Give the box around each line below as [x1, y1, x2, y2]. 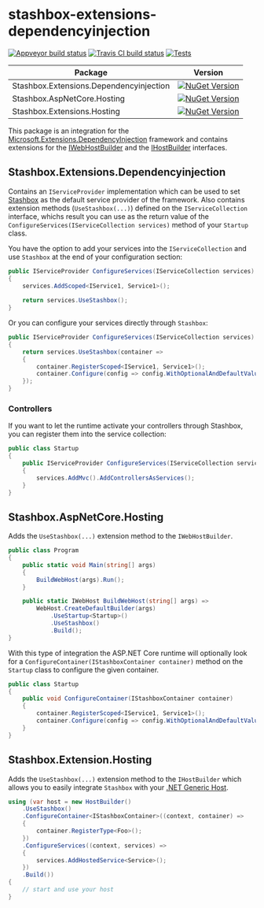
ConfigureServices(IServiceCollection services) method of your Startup [8, 220, 249, 229]
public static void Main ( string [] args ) [22, 561, 156, 569]
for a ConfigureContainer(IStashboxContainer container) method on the [8, 656, 244, 666]
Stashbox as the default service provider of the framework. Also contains [8, 195, 245, 204]
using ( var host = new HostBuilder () [8, 798, 132, 806]
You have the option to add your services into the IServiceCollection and [8, 243, 247, 253]
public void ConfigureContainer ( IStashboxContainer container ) [22, 695, 234, 702]
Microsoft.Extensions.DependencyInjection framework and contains [8, 134, 228, 143]
